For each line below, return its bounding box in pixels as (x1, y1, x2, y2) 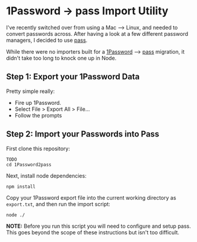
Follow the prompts (14, 111, 62, 119)
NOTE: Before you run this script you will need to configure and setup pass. (6, 222, 191, 229)
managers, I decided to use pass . (6, 36, 88, 44)
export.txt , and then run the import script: (6, 200, 111, 207)
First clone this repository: (6, 145, 70, 152)
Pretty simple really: (6, 88, 55, 95)
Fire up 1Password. (14, 99, 61, 106)
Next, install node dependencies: (6, 172, 87, 179)
